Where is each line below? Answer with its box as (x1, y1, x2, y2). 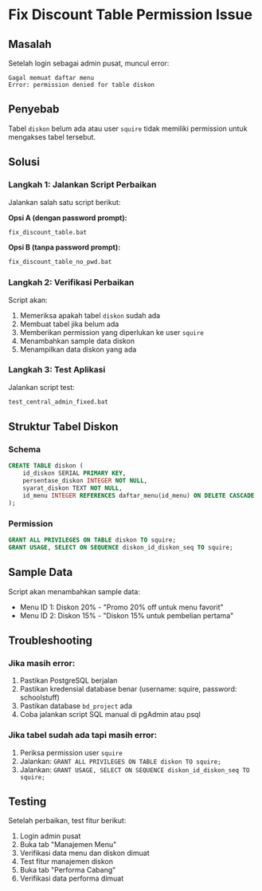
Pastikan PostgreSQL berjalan (19, 676, 118, 685)
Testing (8, 794, 47, 808)
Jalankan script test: (8, 382, 76, 392)
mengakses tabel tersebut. (8, 132, 96, 141)
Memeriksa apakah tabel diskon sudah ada (19, 310, 161, 320)
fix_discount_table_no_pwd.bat (8, 258, 112, 266)
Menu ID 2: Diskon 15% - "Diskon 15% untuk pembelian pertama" (19, 610, 234, 620)
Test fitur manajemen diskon (19, 857, 114, 866)
